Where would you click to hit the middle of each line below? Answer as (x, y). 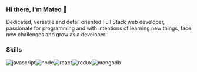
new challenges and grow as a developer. (56, 35)
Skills (14, 50)
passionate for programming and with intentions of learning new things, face (99, 28)
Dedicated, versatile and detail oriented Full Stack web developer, (86, 22)
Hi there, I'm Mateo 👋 (37, 9)
